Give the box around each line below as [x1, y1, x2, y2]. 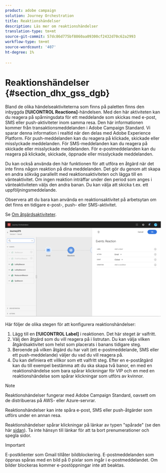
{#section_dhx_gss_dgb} [5, 87, 110, 99]
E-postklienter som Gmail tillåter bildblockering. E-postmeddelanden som [5, 451, 154, 458]
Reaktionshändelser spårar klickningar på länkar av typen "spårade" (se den [5, 421, 161, 428]
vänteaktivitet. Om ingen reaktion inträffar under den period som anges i [5, 176, 152, 183]
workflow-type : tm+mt [5, 40, 50, 45]
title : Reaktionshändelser [5, 18, 61, 23]
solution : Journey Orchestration [5, 13, 74, 18]
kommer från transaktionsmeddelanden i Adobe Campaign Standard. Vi [5, 125, 151, 131]
